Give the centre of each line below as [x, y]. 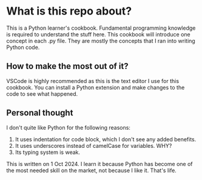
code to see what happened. [42, 94]
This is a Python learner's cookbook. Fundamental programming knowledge [101, 28]
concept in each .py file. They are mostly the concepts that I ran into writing [101, 41]
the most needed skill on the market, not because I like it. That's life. [92, 170]
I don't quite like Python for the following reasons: [68, 127]
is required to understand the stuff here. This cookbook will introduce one [98, 34]
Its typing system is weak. [48, 152]
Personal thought [40, 113]
